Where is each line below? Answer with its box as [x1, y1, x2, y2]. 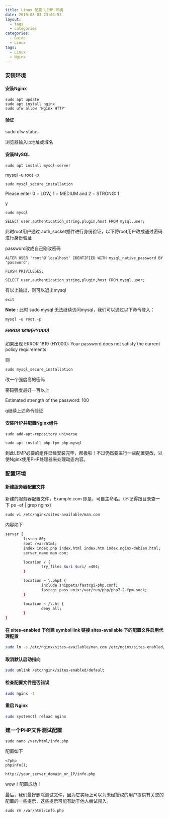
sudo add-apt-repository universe [5, 432, 78, 437]
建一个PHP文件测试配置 [5, 727, 62, 734]
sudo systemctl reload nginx [5, 714, 66, 719]
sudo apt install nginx [5, 101, 55, 107]
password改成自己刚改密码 [5, 245, 61, 251]
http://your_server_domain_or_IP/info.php [5, 771, 96, 777]
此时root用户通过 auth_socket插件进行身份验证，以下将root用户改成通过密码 [5, 228, 163, 234]
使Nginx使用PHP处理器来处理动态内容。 [5, 456, 88, 463]
